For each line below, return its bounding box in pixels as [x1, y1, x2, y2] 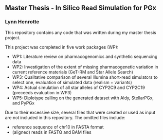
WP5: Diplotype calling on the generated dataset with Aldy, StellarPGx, [12, 95, 154, 101]
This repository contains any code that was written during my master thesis [5, 29, 157, 35]
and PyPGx [12, 100, 35, 106]
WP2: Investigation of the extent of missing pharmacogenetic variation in [12, 64, 159, 70]
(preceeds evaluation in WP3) [12, 89, 72, 95]
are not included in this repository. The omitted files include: [5, 114, 126, 121]
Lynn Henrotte [5, 18, 40, 25]
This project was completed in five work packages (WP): [5, 44, 119, 50]
